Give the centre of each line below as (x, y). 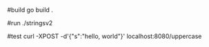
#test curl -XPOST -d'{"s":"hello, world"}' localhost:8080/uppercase (104, 36)
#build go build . (30, 10)
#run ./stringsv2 (30, 23)
